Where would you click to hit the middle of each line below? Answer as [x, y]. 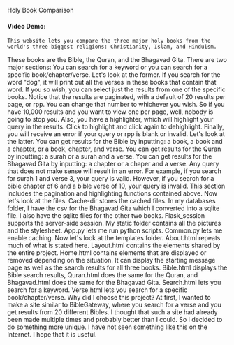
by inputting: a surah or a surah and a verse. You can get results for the [110, 156]
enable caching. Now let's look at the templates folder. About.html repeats [114, 238]
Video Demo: [27, 26]
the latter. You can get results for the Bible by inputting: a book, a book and [115, 142]
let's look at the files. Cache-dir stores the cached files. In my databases [111, 201]
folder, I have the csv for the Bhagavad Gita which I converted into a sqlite [114, 208]
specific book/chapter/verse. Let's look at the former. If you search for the [114, 75]
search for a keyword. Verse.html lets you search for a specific [97, 290]
